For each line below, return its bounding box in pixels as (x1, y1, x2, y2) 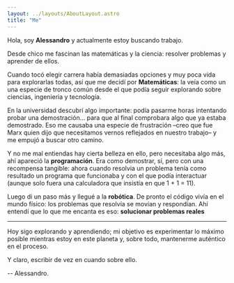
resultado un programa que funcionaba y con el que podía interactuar (7, 171, 208, 180)
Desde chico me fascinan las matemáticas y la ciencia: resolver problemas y (7, 49, 226, 58)
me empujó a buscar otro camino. (7, 135, 104, 144)
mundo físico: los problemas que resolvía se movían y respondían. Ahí (7, 199, 208, 208)
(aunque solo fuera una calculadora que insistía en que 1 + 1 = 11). (7, 178, 196, 187)
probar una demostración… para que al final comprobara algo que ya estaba (7, 113, 226, 122)
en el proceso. (7, 242, 49, 250)
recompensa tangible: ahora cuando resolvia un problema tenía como (7, 164, 207, 172)
